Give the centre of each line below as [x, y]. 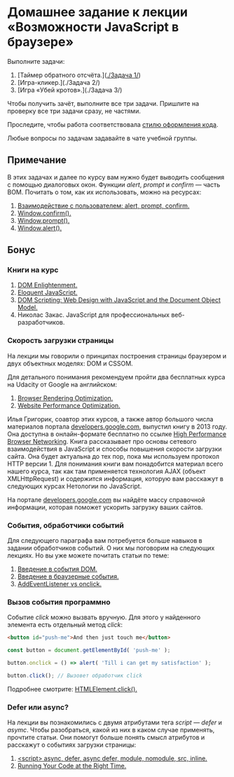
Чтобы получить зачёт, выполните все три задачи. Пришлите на [103, 103]
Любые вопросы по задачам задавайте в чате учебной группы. [102, 138]
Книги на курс [33, 270]
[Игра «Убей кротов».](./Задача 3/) [70, 90]
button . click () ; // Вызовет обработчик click [75, 675]
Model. [27, 308]
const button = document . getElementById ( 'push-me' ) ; [89, 650]
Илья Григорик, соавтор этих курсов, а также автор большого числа [110, 419]
